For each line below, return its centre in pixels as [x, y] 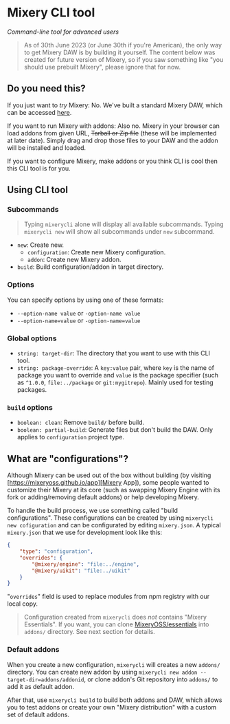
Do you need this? [46, 88]
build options [30, 407]
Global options [32, 338]
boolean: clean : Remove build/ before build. [81, 423]
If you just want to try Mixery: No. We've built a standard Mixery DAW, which [115, 105]
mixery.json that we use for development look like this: [85, 533]
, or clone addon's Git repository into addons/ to [151, 679]
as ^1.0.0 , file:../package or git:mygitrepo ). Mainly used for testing [115, 382]
